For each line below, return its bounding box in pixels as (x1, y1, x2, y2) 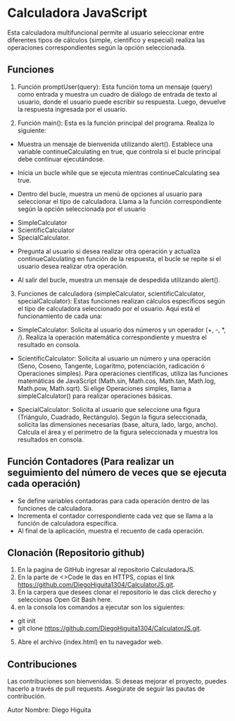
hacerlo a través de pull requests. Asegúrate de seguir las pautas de (7, 684, 205, 693)
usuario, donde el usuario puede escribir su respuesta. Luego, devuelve (17, 97, 227, 106)
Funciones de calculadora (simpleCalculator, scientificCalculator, (17, 289, 205, 298)
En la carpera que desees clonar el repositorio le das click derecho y (17, 588, 217, 597)
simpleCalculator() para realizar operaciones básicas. (17, 392, 173, 400)
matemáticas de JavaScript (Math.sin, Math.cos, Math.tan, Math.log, (17, 376, 216, 385)
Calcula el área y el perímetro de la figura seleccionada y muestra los (17, 428, 218, 436)
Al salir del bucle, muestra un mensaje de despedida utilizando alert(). (17, 275, 220, 284)
